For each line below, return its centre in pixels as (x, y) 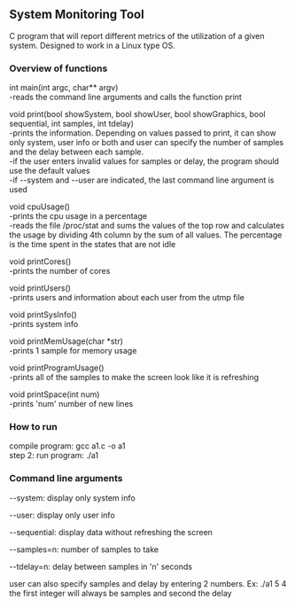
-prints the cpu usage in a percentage (78, 216)
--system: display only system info (72, 498)
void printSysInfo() (43, 315)
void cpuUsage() (40, 206)
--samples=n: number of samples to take (84, 549)
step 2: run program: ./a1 (54, 455)
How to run (33, 427)
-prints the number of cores (60, 271)
